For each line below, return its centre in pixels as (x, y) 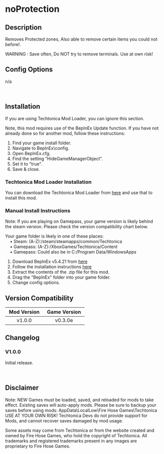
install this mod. (21, 198)
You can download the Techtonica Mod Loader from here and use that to (79, 192)
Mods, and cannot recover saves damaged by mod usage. (64, 420)
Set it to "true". (27, 164)
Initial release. (19, 363)
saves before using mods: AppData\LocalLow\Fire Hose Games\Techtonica (81, 410)
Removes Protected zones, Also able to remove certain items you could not (81, 39)
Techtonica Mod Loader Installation (49, 182)
